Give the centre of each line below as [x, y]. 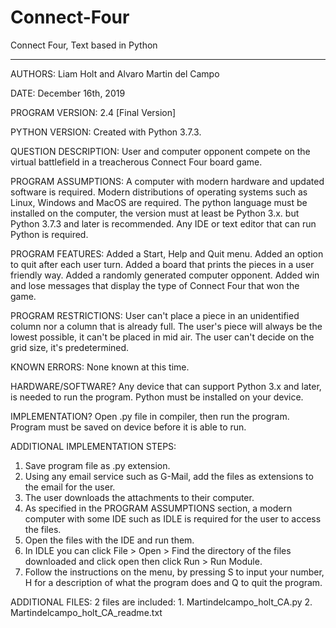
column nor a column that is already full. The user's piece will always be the [166, 326]
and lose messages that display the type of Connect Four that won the [155, 285]
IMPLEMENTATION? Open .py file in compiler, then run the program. [150, 416]
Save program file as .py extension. [97, 465]
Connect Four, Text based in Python [84, 45]
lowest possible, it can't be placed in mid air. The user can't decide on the [162, 337]
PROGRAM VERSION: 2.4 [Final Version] [93, 112]
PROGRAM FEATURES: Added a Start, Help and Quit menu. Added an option [167, 253]
